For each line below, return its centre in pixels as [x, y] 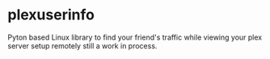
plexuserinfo [51, 15]
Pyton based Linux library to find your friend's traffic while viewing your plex [135, 37]
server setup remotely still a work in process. [82, 45]
